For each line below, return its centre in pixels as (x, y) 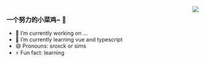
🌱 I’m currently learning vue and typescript (69, 40)
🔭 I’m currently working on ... (51, 33)
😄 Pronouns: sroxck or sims (51, 46)
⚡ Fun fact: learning (40, 53)
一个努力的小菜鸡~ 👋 (36, 19)
